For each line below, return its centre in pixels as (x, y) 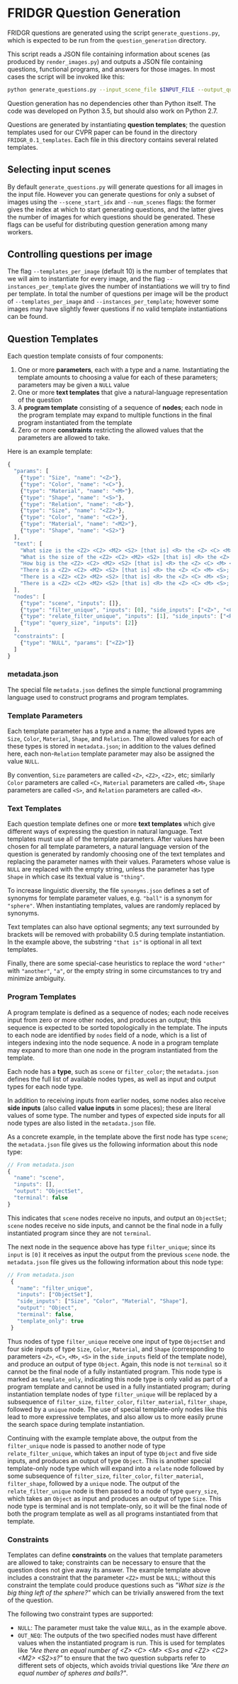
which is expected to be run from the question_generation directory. (107, 40)
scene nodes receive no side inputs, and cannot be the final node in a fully (115, 1225)
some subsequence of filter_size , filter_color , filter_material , (106, 1476)
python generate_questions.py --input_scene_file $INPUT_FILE (101, 89)
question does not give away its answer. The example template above (109, 1570)
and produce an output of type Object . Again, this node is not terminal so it (117, 1364)
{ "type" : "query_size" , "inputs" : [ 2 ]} (79, 623)
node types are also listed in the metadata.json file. (82, 1123)
